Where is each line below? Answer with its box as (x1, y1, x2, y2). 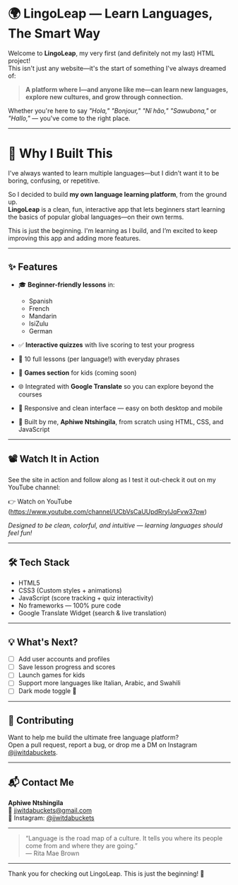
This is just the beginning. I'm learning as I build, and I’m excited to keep (8, 226, 218, 234)
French (28, 304, 50, 312)
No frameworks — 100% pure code (18, 601, 121, 610)
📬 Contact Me (8, 776, 74, 788)
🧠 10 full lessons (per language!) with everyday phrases (18, 355, 180, 363)
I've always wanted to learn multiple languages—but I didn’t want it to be (8, 169, 220, 177)
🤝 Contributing (8, 714, 74, 726)
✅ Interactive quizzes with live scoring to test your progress (18, 341, 195, 349)
